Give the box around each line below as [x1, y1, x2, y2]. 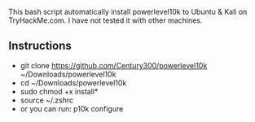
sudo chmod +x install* [20, 86, 99, 96]
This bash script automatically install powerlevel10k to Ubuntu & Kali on [8, 7, 248, 16]
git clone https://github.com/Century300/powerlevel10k [20, 60, 208, 70]
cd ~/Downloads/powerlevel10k [20, 77, 127, 88]
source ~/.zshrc [20, 95, 74, 105]
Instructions [8, 39, 72, 53]
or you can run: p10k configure [20, 103, 124, 113]
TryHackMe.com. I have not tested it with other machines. [8, 15, 203, 25]
